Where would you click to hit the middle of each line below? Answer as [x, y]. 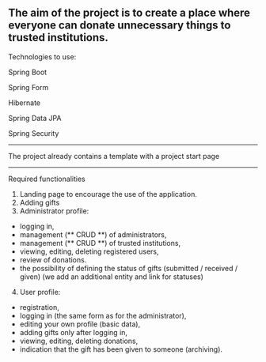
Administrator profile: [54, 211]
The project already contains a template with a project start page [114, 156]
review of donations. [53, 259]
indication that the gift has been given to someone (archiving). [121, 349]
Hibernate [25, 103]
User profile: [40, 292]
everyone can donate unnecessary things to [120, 26]
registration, [39, 307]
